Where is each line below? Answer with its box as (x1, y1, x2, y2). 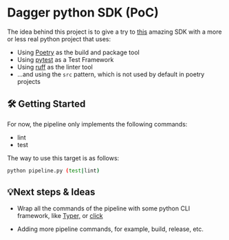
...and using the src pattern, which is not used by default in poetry (17, 70, 205, 78)
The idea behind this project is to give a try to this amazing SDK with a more (7, 28, 222, 36)
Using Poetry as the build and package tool (17, 48, 140, 56)
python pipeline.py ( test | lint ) (7, 167, 100, 174)
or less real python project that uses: (7, 34, 111, 43)
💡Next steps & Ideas (7, 186, 96, 198)
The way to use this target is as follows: (7, 153, 120, 162)
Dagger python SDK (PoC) (7, 5, 160, 21)
